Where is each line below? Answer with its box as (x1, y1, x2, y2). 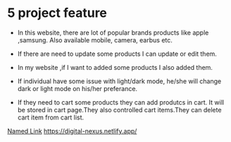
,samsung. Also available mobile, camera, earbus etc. (17, 35, 173, 44)
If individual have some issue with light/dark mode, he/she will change (17, 76, 222, 85)
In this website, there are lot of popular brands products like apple (17, 28, 209, 37)
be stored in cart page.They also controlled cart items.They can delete (17, 105, 222, 114)
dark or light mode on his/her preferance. (17, 84, 138, 93)
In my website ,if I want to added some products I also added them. (17, 63, 213, 71)
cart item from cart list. (17, 113, 85, 122)
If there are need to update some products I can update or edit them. (17, 49, 217, 58)
